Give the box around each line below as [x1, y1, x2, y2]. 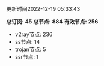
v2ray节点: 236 [14, 31, 53, 38]
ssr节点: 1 [14, 53, 39, 60]
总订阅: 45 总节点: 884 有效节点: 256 [6, 18, 99, 25]
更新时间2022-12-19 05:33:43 [6, 5, 81, 12]
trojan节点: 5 [14, 46, 46, 53]
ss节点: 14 [14, 38, 40, 45]
